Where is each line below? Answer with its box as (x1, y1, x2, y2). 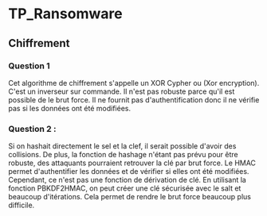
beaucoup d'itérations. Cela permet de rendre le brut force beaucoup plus (8, 192, 251, 202)
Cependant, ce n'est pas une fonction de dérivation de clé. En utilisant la (8, 175, 247, 185)
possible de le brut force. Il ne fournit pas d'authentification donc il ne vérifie (8, 94, 260, 104)
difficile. (8, 200, 35, 210)
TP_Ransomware (8, 5, 123, 23)
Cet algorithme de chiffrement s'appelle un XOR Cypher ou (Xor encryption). (8, 78, 260, 87)
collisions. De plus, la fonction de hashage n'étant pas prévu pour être (8, 150, 239, 160)
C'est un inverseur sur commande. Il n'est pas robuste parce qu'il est (8, 87, 235, 96)
